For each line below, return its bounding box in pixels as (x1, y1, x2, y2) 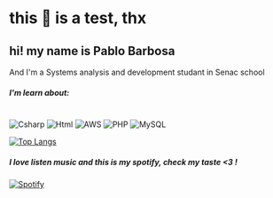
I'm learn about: (9, 87, 70, 98)
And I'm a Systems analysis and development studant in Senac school (9, 67, 265, 77)
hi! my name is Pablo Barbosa (9, 44, 175, 59)
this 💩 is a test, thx (9, 8, 147, 28)
